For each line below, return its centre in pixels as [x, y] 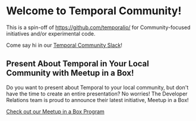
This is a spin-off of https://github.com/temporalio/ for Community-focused [98, 27]
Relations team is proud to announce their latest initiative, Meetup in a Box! [97, 100]
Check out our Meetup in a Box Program [56, 112]
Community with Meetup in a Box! [70, 73]
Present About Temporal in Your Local [78, 64]
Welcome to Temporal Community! [94, 11]
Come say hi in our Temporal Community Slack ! [64, 45]
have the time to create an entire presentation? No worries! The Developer [97, 94]
